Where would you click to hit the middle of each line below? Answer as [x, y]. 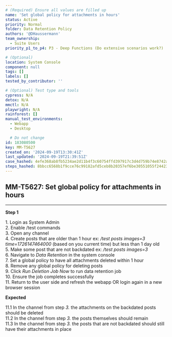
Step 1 [12, 212]
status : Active [21, 19]
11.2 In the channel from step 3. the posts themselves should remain [77, 318]
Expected [16, 297]
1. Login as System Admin [33, 222]
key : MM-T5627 [20, 147]
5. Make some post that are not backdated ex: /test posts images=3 [77, 249]
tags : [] [15, 72]
